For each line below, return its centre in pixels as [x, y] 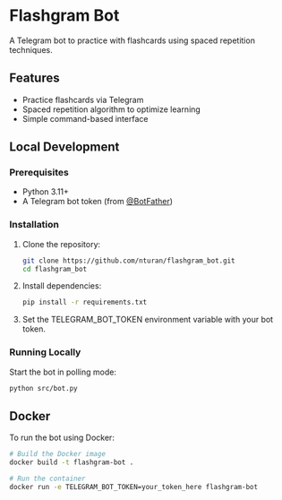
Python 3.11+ [46, 192]
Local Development [64, 147]
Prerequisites [39, 173]
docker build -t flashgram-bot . [72, 462]
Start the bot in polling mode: [63, 372]
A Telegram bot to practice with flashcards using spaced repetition [132, 40]
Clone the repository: [61, 244]
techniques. [31, 49]
